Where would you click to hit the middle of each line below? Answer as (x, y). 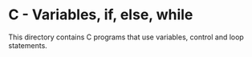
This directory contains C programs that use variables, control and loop (126, 37)
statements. (28, 45)
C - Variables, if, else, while (101, 15)
